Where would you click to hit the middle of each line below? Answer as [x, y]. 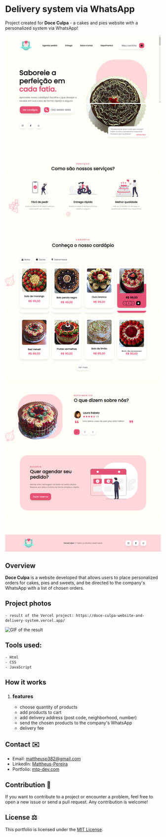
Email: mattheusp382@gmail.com [46, 759]
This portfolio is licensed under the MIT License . [54, 829]
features [23, 696]
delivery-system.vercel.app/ [35, 620]
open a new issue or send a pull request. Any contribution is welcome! [77, 802]
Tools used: [23, 645]
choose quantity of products [48, 707]
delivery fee [32, 728]
